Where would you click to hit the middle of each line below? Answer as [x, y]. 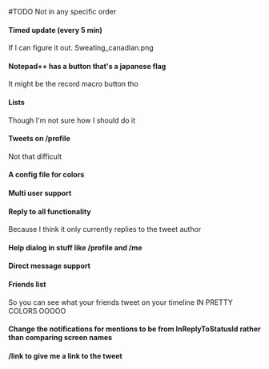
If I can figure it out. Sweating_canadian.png [81, 48]
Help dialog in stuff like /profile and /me [75, 247]
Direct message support [49, 266]
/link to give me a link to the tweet [65, 355]
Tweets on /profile [39, 139]
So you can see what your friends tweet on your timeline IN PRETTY [121, 302]
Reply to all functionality [50, 211]
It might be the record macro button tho [73, 84]
